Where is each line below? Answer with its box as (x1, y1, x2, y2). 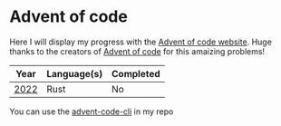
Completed (111, 67, 160, 80)
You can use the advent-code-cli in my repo (9, 106, 174, 117)
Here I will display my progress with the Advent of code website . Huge (9, 36, 272, 47)
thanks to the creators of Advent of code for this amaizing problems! (9, 45, 266, 56)
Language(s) (46, 67, 103, 80)
